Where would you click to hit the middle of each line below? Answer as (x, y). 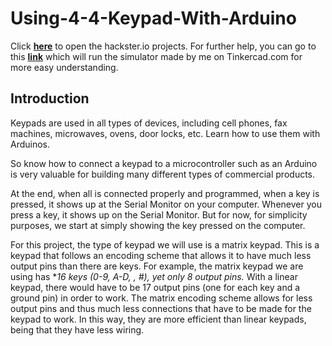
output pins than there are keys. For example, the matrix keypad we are (157, 266)
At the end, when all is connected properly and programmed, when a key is (165, 193)
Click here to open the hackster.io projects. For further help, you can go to (163, 46)
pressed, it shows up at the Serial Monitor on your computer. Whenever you (166, 204)
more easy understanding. (64, 67)
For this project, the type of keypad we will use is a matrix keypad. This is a (165, 244)
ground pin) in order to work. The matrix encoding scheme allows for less (161, 298)
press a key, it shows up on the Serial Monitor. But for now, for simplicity (159, 214)
